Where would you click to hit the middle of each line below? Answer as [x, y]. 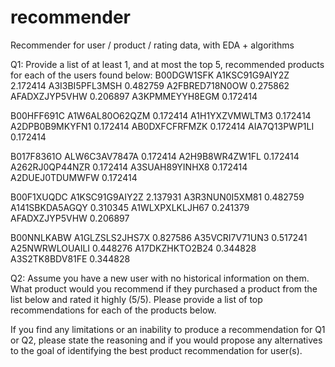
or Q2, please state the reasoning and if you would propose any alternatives [166, 340]
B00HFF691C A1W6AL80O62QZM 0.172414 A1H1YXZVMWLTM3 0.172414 [161, 115]
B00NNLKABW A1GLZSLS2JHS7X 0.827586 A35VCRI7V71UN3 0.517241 [159, 237]
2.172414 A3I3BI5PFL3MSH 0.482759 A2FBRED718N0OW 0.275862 [150, 85]
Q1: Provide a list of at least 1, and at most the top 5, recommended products [167, 64]
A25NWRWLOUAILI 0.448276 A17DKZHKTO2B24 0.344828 [133, 248]
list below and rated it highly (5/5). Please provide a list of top [136, 299]
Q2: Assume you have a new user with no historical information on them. [160, 278]
